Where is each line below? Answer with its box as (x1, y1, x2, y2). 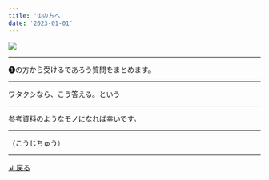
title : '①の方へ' (8, 11, 64, 20)
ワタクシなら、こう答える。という (8, 89, 121, 98)
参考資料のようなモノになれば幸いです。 (8, 114, 142, 123)
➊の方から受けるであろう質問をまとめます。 (8, 65, 155, 74)
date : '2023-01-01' (8, 19, 74, 27)
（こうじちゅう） (8, 138, 65, 148)
